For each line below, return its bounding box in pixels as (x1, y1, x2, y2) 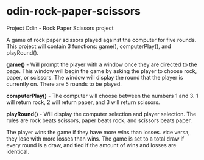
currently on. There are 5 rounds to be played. (6, 80, 122, 88)
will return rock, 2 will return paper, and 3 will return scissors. (6, 99, 160, 106)
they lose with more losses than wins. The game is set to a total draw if (6, 135, 185, 142)
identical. (6, 148, 29, 155)
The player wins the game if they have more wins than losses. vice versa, (6, 128, 190, 136)
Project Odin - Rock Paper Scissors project (6, 24, 114, 32)
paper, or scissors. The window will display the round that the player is (6, 74, 183, 81)
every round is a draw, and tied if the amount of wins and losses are (6, 141, 177, 148)
